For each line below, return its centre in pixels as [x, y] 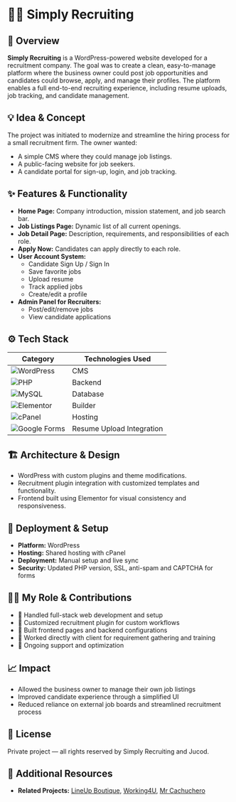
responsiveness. [42, 506]
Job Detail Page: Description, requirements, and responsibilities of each [123, 233]
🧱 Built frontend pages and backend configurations [92, 630]
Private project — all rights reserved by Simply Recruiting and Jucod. [108, 751]
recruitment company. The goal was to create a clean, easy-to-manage [112, 65]
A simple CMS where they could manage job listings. [95, 156]
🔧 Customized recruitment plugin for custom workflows [98, 622]
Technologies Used [118, 359]
